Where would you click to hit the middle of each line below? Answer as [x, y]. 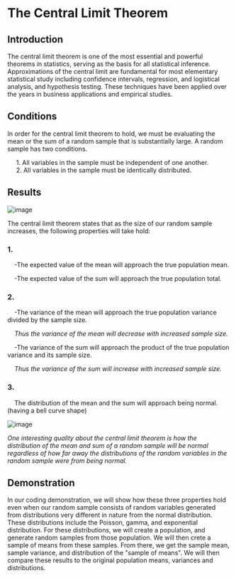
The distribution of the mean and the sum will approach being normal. [116, 402]
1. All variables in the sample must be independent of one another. [112, 162]
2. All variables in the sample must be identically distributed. [104, 170]
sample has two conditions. [47, 149]
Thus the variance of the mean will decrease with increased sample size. [121, 334]
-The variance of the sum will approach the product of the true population [122, 348]
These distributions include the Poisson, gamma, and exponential [103, 523]
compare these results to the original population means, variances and [110, 560]
